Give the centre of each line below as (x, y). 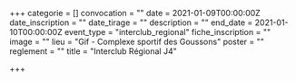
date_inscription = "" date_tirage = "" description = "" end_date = (131, 22)
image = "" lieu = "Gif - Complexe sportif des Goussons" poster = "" (137, 41)
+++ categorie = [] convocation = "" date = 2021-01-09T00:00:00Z (135, 13)
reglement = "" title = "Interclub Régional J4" (93, 51)
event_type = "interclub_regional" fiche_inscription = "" (167, 32)
